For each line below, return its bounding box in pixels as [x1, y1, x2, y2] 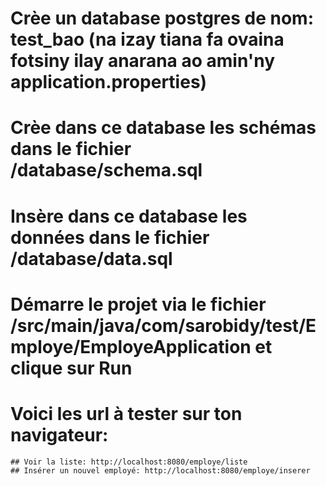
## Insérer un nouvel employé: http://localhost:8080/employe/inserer [10, 465, 311, 476]
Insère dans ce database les [10, 205, 248, 227]
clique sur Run [10, 357, 133, 379]
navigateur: [10, 423, 109, 446]
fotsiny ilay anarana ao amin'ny [10, 50, 276, 72]
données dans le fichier [10, 226, 210, 249]
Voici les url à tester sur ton [10, 402, 243, 425]
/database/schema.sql [10, 159, 203, 182]
